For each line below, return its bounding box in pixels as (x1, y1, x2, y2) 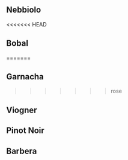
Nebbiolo (6, 5, 41, 15)
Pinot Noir (6, 126, 45, 136)
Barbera (6, 146, 37, 156)
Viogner (6, 105, 37, 115)
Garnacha (6, 72, 44, 82)
